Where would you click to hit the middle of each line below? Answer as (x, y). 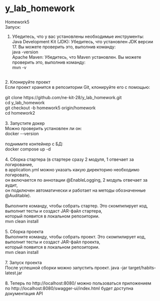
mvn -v (19, 67)
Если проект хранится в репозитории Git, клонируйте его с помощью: (78, 87)
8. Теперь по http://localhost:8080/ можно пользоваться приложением (78, 283)
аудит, (11, 185)
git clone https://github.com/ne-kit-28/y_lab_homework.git (64, 97)
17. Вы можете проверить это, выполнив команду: (64, 47)
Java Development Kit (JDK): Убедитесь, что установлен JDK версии (83, 41)
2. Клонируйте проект (28, 82)
